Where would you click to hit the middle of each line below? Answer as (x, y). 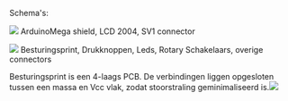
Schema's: (29, 13)
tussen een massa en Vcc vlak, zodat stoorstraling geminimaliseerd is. (139, 87)
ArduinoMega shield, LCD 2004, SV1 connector (108, 31)
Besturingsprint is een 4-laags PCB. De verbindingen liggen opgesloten (142, 76)
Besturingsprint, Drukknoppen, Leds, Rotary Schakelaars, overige (142, 50)
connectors (31, 59)
